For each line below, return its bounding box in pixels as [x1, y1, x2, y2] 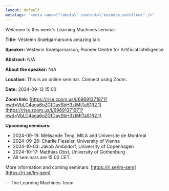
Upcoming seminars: [5, 122, 51, 128]
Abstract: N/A [5, 56, 35, 62]
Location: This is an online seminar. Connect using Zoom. [5, 76, 127, 82]
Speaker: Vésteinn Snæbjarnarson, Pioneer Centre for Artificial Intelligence [5, 46, 164, 52]
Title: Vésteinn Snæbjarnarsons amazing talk [5, 36, 100, 43]
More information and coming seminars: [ [5, 164, 93, 170]
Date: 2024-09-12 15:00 [5, 86, 57, 92]
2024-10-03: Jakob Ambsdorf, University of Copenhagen [12, 143, 134, 149]
